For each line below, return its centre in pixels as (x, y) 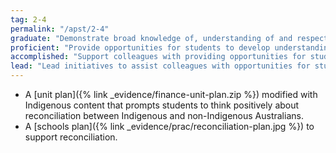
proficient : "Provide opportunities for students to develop (140, 47)
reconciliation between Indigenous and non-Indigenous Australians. (164, 115)
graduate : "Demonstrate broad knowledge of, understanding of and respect (169, 38)
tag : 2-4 (28, 19)
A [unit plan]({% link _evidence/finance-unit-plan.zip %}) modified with (171, 94)
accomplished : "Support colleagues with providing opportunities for (158, 57)
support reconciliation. (71, 137)
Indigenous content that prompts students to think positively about (162, 105)
